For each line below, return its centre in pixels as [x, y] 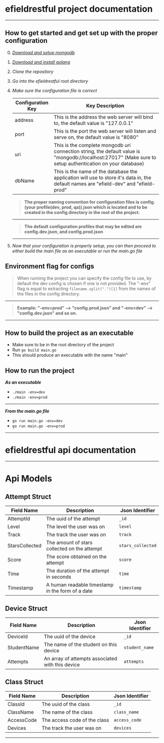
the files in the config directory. [49, 294]
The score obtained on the [76, 557]
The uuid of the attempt [73, 519]
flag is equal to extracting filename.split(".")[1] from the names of [86, 288]
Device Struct [26, 608]
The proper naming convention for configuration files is [82, 202]
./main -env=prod [30, 398]
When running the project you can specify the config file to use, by [84, 278]
